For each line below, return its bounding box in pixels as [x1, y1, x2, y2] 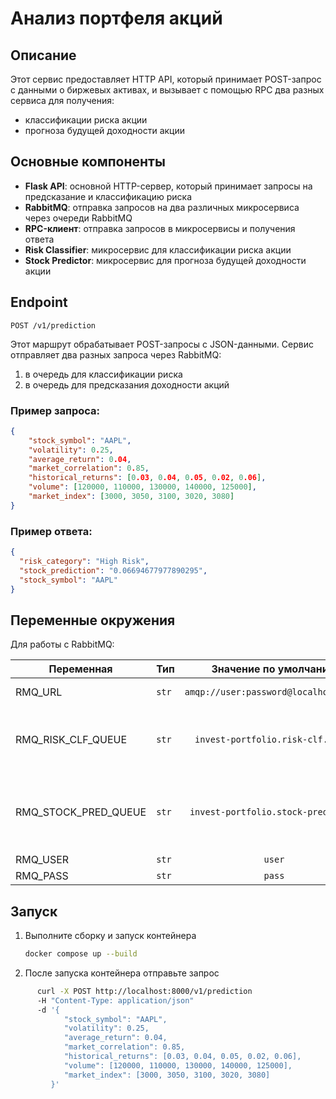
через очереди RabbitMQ [24, 212, 133, 224]
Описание [10, 47, 77, 64]
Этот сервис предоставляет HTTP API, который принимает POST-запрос [10, 73, 322, 85]
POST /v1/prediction [10, 320, 97, 331]
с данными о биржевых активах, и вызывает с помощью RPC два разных [10, 84, 325, 96]
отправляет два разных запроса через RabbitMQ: [10, 348, 222, 361]
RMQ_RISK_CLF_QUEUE [15, 733, 128, 747]
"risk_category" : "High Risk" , [19, 556, 150, 566]
